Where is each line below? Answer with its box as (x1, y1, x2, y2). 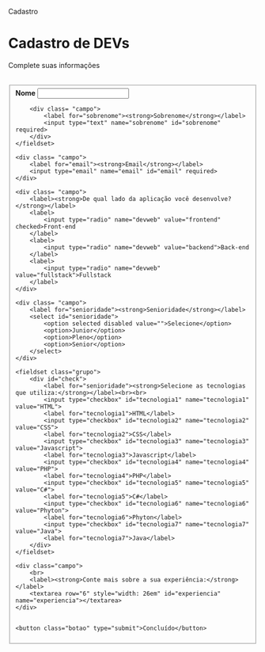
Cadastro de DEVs (8, 35, 130, 52)
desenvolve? (192, 195, 232, 203)
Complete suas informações (8, 60, 100, 70)
